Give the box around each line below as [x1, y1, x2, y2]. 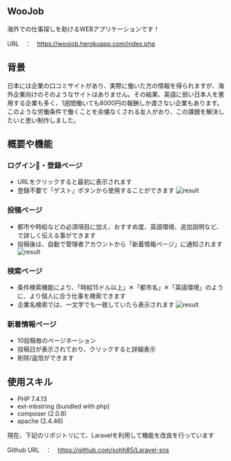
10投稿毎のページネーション [17, 336, 97, 345]
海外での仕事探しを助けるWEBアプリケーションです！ [7, 24, 160, 33]
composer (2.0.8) [17, 410, 67, 418]
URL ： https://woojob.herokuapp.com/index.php [7, 39, 156, 48]
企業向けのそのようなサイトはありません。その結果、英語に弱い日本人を [12, 90, 219, 98]
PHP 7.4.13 [17, 395, 47, 404]
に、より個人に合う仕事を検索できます [17, 291, 126, 300]
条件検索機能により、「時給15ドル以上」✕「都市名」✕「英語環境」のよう [17, 283, 224, 291]
